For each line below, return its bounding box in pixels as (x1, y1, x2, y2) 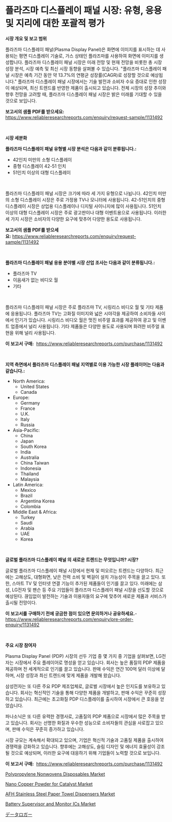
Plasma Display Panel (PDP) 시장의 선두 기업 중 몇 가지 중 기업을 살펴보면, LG (5, 653, 162, 659)
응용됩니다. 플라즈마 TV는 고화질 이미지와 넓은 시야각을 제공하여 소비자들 (10, 310, 156, 316)
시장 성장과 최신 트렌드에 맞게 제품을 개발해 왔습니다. (16, 672, 121, 678)
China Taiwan (20, 459, 50, 466)
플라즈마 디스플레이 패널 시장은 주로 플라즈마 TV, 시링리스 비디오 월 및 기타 (5, 304, 154, 310)
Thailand (20, 470, 39, 477)
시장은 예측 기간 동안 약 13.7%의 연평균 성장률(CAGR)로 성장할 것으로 (10, 72, 149, 78)
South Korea (20, 443, 47, 449)
